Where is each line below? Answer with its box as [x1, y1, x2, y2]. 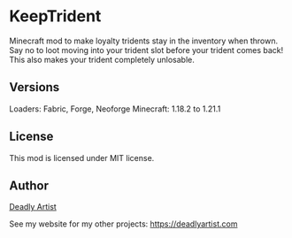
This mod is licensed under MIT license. [9, 152, 155, 163]
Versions [9, 80, 60, 95]
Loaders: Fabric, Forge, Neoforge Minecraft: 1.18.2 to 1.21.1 [9, 104, 221, 114]
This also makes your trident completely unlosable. [9, 54, 195, 65]
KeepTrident [9, 6, 102, 27]
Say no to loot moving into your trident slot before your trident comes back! [9, 44, 284, 55]
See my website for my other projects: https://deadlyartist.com [9, 219, 238, 229]
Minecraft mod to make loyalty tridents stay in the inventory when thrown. [9, 35, 279, 46]
